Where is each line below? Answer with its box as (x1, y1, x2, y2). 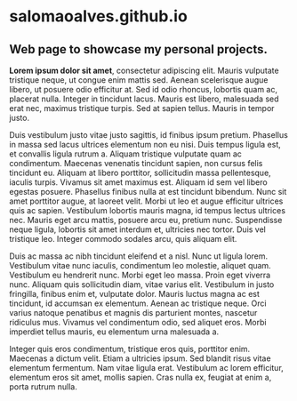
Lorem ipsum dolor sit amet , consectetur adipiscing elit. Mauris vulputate (9, 65, 279, 76)
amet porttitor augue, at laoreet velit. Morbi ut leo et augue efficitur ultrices (9, 196, 284, 206)
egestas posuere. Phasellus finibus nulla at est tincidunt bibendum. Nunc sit (9, 187, 287, 196)
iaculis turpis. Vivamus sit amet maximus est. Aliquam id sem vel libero (9, 177, 269, 188)
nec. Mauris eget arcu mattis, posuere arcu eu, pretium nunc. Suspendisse (9, 215, 283, 225)
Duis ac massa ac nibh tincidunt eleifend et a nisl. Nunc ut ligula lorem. (9, 251, 269, 261)
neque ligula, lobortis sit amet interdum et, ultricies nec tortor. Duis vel (9, 224, 267, 235)
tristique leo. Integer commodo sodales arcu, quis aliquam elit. (9, 234, 237, 244)
